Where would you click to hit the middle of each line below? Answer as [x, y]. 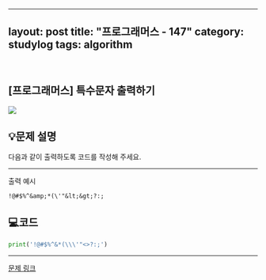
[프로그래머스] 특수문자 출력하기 [82, 91]
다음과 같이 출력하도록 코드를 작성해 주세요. [75, 157]
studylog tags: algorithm [70, 45]
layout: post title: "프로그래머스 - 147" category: [126, 32]
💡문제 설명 [32, 136]
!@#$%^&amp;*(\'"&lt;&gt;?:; [56, 196]
